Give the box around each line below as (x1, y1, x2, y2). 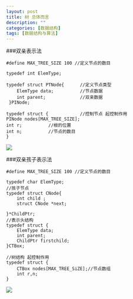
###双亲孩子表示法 (6, 156, 52, 163)
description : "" (6, 19, 46, 25)
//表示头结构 (6, 217, 34, 224)
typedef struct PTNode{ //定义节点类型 (6, 82, 112, 88)
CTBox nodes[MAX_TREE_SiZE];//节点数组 (16, 266, 111, 272)
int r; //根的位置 (6, 122, 72, 128)
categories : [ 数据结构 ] (6, 25, 61, 31)
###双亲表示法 (6, 48, 42, 55)
